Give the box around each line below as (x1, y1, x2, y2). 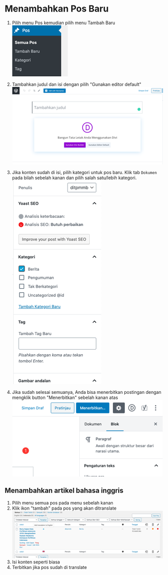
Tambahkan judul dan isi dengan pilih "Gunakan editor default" (12, 81, 141, 87)
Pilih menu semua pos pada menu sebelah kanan (12, 500, 113, 506)
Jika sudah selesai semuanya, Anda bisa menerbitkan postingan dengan (12, 389, 161, 395)
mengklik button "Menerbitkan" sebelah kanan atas (12, 394, 118, 400)
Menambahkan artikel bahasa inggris (5, 486, 124, 495)
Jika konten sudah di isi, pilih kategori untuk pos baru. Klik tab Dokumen (12, 169, 157, 175)
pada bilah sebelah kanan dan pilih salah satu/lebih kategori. (12, 175, 137, 181)
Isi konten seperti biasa (12, 559, 60, 565)
